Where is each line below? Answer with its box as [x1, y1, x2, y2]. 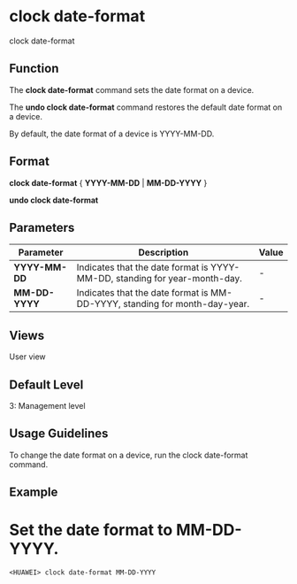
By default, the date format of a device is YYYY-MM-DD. [9, 128, 215, 139]
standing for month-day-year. [123, 298, 250, 311]
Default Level [9, 377, 84, 392]
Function [9, 61, 59, 76]
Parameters [9, 219, 75, 235]
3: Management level [9, 401, 86, 411]
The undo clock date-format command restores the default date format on [9, 102, 283, 112]
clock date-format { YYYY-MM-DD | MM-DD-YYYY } [9, 177, 208, 188]
